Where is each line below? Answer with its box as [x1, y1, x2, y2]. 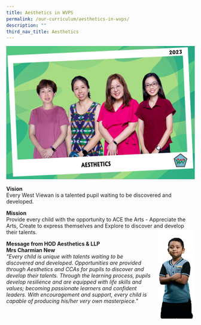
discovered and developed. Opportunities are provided [6, 259, 142, 266]
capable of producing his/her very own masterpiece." [6, 297, 139, 305]
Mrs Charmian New [6, 247, 56, 254]
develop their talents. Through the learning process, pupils [6, 272, 151, 280]
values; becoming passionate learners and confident [6, 285, 137, 292]
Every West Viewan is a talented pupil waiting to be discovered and [6, 192, 172, 199]
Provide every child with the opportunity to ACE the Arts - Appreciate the [6, 216, 186, 223]
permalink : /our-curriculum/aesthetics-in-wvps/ [6, 16, 130, 22]
